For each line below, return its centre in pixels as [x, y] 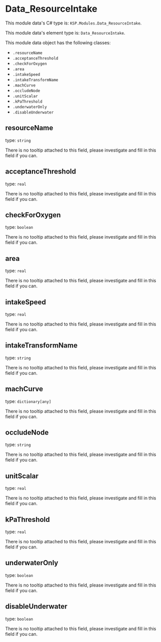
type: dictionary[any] [28, 401]
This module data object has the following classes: [58, 42]
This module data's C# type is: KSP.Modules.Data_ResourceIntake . [73, 23]
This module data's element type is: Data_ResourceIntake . [65, 33]
